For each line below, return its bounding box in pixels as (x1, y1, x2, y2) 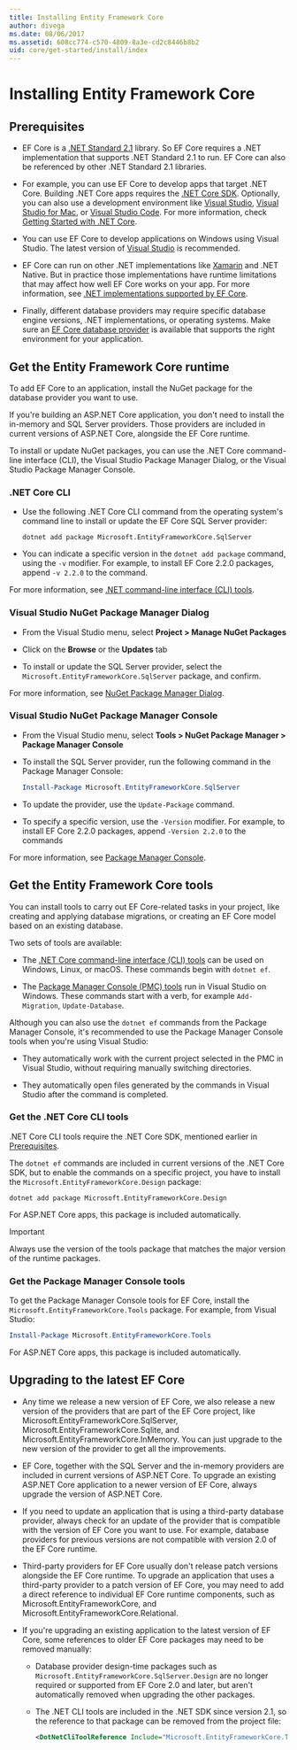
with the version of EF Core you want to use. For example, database (21, 1524, 270, 1535)
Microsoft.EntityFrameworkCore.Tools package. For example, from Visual (9, 1305, 277, 1315)
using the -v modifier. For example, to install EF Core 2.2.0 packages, (21, 558, 274, 569)
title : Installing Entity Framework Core (9, 12, 164, 22)
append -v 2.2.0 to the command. (21, 568, 148, 578)
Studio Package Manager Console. (9, 464, 136, 475)
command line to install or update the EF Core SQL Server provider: (21, 515, 268, 527)
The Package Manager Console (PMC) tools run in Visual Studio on (21, 980, 267, 992)
